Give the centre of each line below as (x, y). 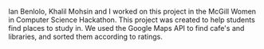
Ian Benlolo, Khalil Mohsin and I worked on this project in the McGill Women (132, 11)
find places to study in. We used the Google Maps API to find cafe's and (126, 28)
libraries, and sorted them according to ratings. (86, 36)
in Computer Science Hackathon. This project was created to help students (132, 20)
